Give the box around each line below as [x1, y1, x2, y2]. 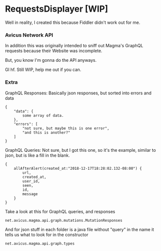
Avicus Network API [5, 32, 53, 38]
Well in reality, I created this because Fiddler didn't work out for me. [5, 19, 141, 25]
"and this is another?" [22, 130, 70, 135]
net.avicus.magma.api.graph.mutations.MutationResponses [5, 218, 123, 223]
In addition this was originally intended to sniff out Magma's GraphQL [5, 43, 144, 49]
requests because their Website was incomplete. [5, 48, 103, 54]
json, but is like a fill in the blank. [5, 152, 70, 158]
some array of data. [22, 113, 64, 118]
